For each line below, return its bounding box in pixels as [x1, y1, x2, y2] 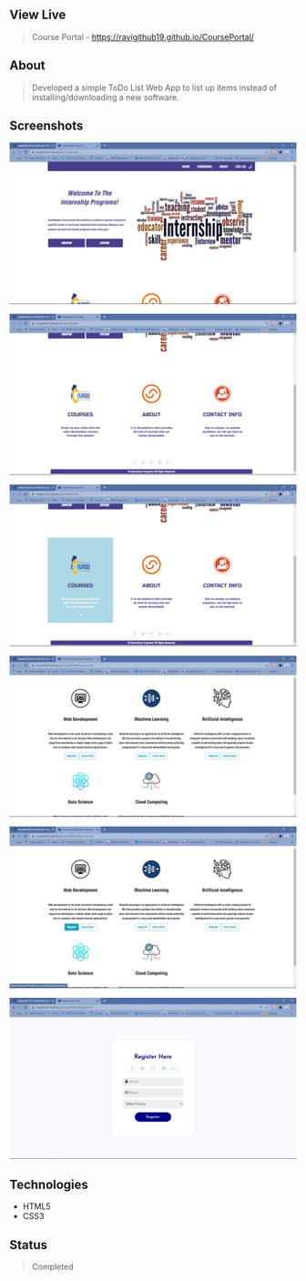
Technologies [9, 1176, 89, 1192]
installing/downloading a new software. [31, 91, 179, 103]
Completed [31, 1261, 74, 1273]
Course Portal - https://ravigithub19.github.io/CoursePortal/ [31, 31, 255, 42]
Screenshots [9, 118, 84, 134]
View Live [9, 7, 66, 23]
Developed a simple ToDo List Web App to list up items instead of [31, 82, 278, 93]
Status [9, 1237, 48, 1253]
